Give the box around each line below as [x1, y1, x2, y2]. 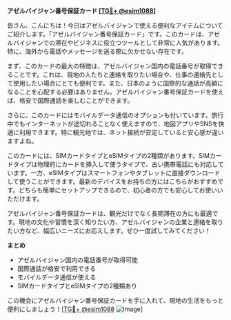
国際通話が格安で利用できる [17, 265, 97, 272]
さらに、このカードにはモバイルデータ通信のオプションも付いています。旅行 [7, 111, 224, 119]
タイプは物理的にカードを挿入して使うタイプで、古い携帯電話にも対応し [12, 160, 219, 168]
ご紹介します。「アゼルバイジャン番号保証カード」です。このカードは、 [7, 30, 208, 38]
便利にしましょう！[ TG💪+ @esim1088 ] [7, 305, 143, 313]
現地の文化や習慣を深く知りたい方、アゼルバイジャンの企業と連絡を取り [18, 218, 224, 226]
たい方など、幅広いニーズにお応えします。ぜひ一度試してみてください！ [7, 227, 212, 234]
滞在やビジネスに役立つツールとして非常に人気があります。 [54, 39, 224, 47]
